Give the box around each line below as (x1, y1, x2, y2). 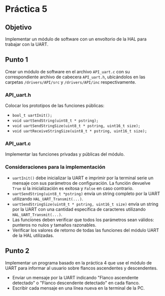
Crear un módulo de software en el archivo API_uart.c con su (5, 68, 130, 74)
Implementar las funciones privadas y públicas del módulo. (5, 151, 125, 157)
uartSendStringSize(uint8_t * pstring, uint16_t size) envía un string (12, 201, 159, 207)
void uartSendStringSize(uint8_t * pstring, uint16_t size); (12, 124, 141, 129)
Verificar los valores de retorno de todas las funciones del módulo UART (12, 227, 159, 233)
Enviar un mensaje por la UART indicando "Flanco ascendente (12, 274, 139, 280)
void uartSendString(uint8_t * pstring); (12, 118, 99, 124)
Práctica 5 (5, 3, 48, 15)
